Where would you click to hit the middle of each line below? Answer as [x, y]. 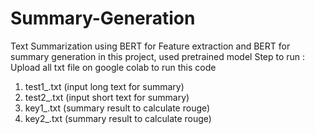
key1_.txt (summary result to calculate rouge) [117, 108]
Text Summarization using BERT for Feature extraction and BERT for [150, 46]
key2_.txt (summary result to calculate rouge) [118, 118]
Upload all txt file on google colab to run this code [113, 67]
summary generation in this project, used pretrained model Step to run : [158, 56]
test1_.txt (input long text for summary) [104, 86]
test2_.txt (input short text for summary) [107, 97]
